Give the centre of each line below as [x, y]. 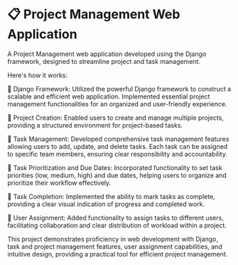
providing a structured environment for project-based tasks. [95, 125]
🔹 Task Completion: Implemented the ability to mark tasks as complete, [111, 196]
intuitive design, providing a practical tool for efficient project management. [118, 254]
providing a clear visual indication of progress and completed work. [106, 204]
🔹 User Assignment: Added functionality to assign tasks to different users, [115, 218]
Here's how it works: [38, 75]
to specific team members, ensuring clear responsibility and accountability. [117, 154]
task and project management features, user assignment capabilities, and [115, 247]
